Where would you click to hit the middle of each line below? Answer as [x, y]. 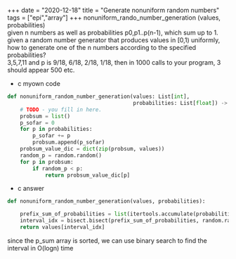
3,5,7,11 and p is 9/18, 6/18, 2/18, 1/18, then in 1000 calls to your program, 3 [114, 62]
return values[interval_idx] [63, 227]
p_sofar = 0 [37, 122]
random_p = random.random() [61, 155]
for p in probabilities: [56, 129]
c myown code [39, 83]
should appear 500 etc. [41, 70]
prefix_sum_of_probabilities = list [74, 214]
